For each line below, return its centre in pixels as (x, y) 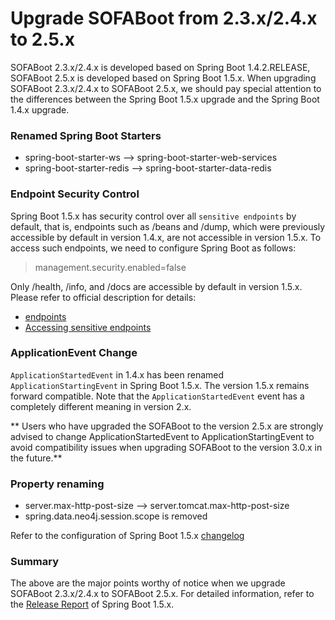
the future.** (36, 458)
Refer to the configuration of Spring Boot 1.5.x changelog (127, 536)
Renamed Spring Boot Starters (86, 135)
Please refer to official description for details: (103, 297)
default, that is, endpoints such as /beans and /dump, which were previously (168, 226)
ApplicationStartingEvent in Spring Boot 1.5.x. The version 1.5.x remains (160, 385)
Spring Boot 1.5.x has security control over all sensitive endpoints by (153, 216)
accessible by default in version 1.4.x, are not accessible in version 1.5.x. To (166, 237)
